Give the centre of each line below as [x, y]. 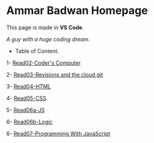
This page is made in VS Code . [45, 27]
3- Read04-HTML [29, 86]
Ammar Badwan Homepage [77, 11]
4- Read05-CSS [26, 98]
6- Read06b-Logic [30, 122]
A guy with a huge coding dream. [48, 39]
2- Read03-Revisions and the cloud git [55, 74]
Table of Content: [37, 51]
